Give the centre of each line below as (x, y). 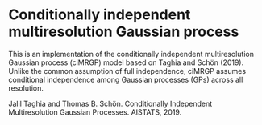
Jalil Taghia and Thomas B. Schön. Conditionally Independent (110, 103)
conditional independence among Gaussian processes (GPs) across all (126, 79)
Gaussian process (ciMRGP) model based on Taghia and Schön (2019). (126, 62)
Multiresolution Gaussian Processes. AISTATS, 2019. (95, 112)
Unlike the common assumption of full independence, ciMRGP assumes (127, 71)
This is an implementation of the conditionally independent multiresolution (131, 54)
